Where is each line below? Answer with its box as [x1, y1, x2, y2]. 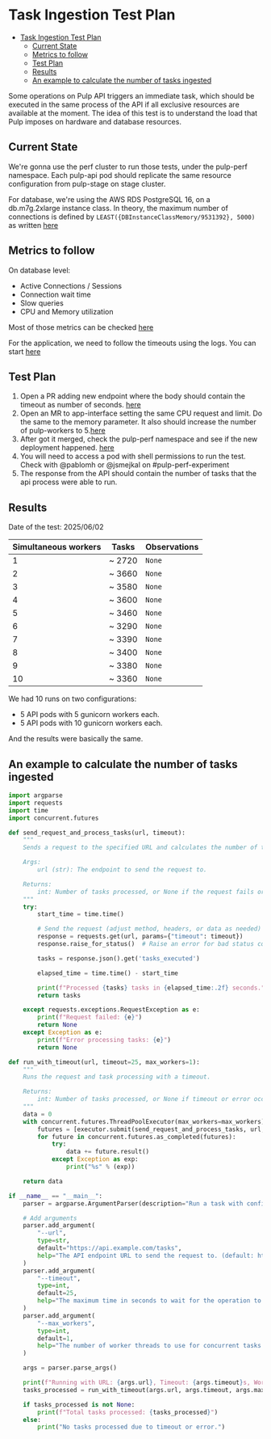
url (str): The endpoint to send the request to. [37, 866, 207, 874]
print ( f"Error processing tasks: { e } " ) [37, 1036, 172, 1044]
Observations [144, 542, 199, 553]
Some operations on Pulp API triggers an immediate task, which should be [8, 91, 255, 100]
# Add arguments [23, 1214, 78, 1222]
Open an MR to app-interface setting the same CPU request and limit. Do [19, 408, 263, 418]
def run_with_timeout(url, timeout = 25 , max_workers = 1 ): [8, 1057, 200, 1066]
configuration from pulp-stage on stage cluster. [8, 179, 166, 188]
